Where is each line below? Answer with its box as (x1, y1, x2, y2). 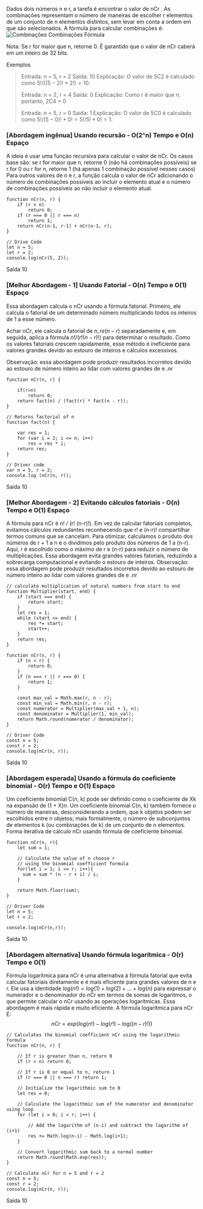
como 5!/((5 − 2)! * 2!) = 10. (21, 79, 91, 86)
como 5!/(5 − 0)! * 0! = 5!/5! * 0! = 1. (21, 116, 113, 123)
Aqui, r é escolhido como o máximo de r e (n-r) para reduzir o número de (6, 545, 188, 552)
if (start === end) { (17, 593, 72, 600)
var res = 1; (17, 430, 50, 436)
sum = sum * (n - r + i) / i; (22, 871, 99, 878)
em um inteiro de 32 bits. (6, 49, 68, 57)
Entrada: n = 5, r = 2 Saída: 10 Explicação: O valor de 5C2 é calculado (21, 73, 195, 80)
